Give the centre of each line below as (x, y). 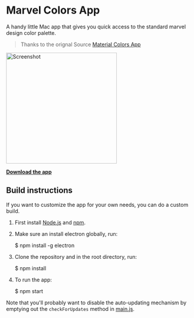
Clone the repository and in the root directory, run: (76, 257)
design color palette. (31, 33)
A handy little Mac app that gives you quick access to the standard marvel (96, 27)
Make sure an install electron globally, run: (66, 233)
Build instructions (39, 191)
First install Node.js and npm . (50, 222)
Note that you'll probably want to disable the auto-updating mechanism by (96, 303)
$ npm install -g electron (45, 245)
